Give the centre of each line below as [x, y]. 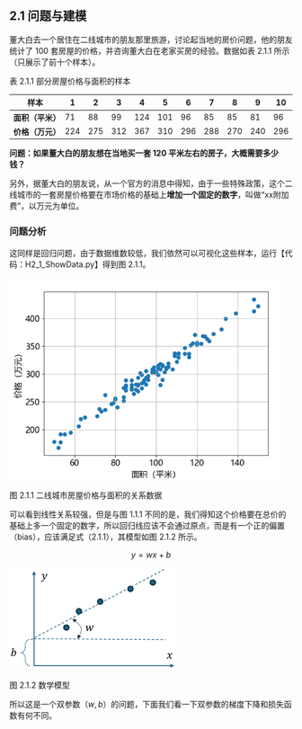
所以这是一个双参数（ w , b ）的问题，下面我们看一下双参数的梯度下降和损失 [147, 704]
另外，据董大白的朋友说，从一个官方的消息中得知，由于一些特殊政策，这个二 [151, 183]
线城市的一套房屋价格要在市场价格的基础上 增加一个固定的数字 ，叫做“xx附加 [149, 195]
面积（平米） [37, 117]
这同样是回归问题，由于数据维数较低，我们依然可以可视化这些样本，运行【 [147, 253]
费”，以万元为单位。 [47, 206]
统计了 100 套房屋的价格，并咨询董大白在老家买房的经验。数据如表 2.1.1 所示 [150, 50]
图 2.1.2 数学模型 [40, 685]
